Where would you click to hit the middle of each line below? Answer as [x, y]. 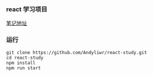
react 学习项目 [27, 9]
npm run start [24, 68]
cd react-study [25, 58]
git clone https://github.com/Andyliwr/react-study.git [76, 52]
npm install [21, 63]
